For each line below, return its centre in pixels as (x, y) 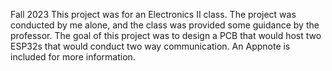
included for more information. (73, 57)
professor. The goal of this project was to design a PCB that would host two (166, 35)
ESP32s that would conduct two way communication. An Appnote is (150, 46)
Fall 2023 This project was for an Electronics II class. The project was (153, 14)
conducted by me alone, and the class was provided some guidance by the (165, 25)
